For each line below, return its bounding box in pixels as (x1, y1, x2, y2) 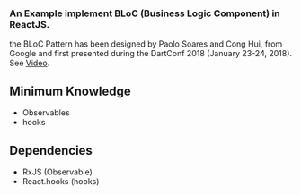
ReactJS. (9, 18, 50, 30)
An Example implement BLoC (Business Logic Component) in (9, 7, 280, 20)
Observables (22, 107, 70, 118)
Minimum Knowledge (9, 83, 132, 98)
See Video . (9, 57, 50, 69)
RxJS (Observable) (22, 166, 93, 177)
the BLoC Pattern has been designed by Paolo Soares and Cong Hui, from (9, 38, 283, 49)
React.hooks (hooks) (22, 175, 100, 186)
